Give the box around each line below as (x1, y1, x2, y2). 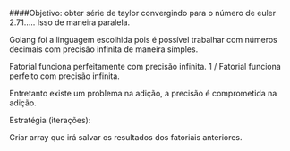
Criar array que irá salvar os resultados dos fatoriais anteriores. (9, 132, 243, 142)
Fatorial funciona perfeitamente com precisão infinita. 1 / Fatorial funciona (9, 62, 282, 71)
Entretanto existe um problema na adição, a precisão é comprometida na (9, 88, 277, 98)
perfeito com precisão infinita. (9, 71, 121, 81)
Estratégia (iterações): (9, 115, 91, 125)
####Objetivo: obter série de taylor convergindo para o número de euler (9, 8, 277, 18)
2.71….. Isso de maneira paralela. (9, 17, 131, 28)
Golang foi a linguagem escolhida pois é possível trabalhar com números (9, 35, 277, 45)
